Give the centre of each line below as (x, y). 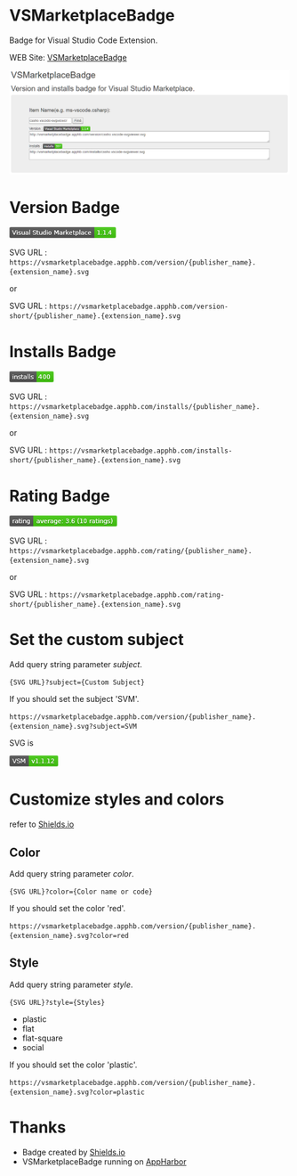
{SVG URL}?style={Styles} (57, 1002)
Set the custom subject (96, 640)
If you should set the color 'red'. (68, 908)
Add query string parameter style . (71, 984)
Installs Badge (63, 351)
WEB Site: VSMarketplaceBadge (68, 57)
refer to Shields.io (42, 824)
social (33, 1047)
